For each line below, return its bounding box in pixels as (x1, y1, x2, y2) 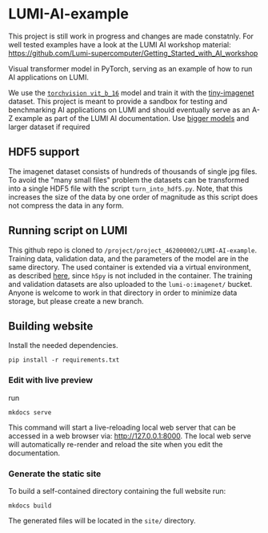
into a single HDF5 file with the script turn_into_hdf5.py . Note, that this (8, 184, 243, 193)
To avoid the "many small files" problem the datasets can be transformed (8, 175, 250, 184)
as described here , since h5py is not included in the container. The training (8, 270, 254, 281)
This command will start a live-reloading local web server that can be (8, 422, 236, 432)
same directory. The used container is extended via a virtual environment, (8, 262, 252, 272)
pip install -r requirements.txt (8, 356, 120, 365)
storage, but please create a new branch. (8, 296, 144, 305)
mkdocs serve (8, 408, 52, 417)
